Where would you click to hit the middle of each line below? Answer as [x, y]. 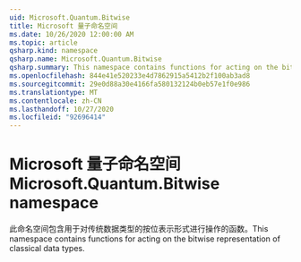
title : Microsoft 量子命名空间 [64, 26]
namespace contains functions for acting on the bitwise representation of [145, 239]
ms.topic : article [43, 42]
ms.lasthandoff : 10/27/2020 [62, 109]
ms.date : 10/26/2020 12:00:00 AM [72, 34]
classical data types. [47, 249]
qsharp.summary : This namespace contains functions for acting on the [144, 68]
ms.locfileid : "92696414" [57, 117]
